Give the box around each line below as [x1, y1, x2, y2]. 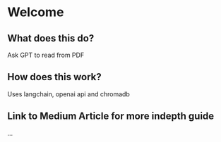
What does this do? [7, 32, 95, 44]
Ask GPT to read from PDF [7, 51, 85, 59]
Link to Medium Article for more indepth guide [7, 110, 215, 122]
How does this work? [7, 71, 102, 83]
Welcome [7, 4, 64, 20]
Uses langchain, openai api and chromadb [7, 89, 131, 98]
